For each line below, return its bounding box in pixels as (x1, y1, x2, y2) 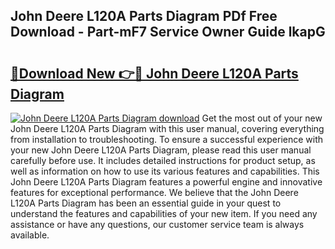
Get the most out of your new (201, 112, 323, 124)
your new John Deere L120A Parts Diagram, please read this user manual (10, 144, 312, 156)
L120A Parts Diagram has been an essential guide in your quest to (10, 197, 282, 209)
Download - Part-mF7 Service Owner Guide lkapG (10, 24, 326, 41)
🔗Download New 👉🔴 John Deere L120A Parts (10, 65, 299, 82)
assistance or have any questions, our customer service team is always (10, 219, 305, 230)
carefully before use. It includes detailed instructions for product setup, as (10, 155, 316, 166)
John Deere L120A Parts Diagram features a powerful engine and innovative (10, 176, 323, 188)
